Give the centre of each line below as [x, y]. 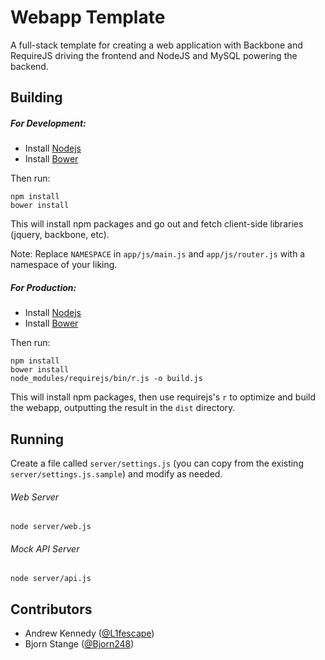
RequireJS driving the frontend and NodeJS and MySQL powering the [154, 55]
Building [36, 97]
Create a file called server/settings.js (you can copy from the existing [157, 463]
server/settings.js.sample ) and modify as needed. [116, 474]
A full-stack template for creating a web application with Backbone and [156, 45]
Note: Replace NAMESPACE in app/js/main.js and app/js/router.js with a [158, 254]
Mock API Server [45, 548]
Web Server [35, 497]
